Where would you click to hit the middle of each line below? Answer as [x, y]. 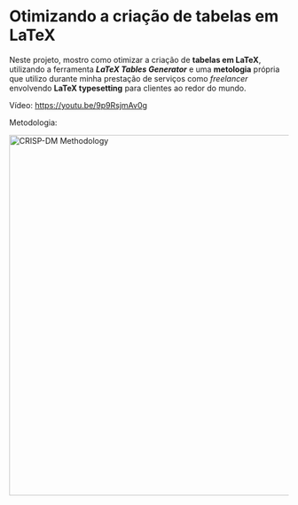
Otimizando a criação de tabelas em [144, 16]
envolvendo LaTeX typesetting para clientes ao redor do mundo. [128, 88]
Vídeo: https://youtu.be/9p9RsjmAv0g [78, 105]
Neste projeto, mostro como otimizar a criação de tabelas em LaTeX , [135, 59]
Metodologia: [33, 122]
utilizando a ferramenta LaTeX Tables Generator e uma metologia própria [145, 69]
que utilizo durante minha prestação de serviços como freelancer [129, 78]
